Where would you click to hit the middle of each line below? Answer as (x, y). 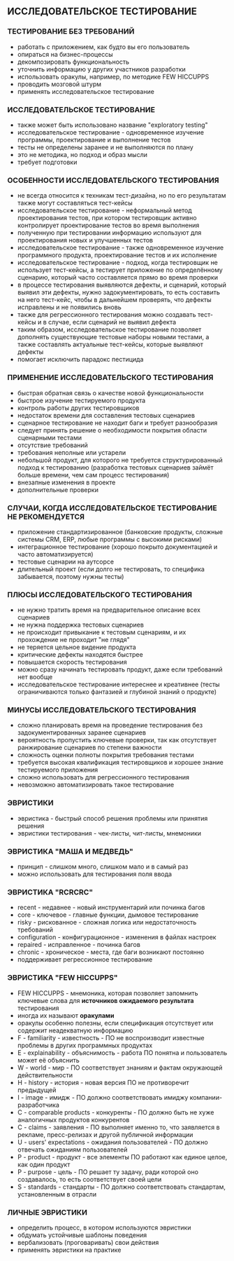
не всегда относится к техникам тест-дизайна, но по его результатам (122, 196)
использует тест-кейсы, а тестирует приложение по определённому (120, 270)
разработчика (38, 1105)
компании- (206, 1097)
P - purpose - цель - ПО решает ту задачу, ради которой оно (108, 1172)
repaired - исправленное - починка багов (79, 945)
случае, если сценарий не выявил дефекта (112, 322)
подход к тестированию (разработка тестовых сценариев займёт (115, 467)
